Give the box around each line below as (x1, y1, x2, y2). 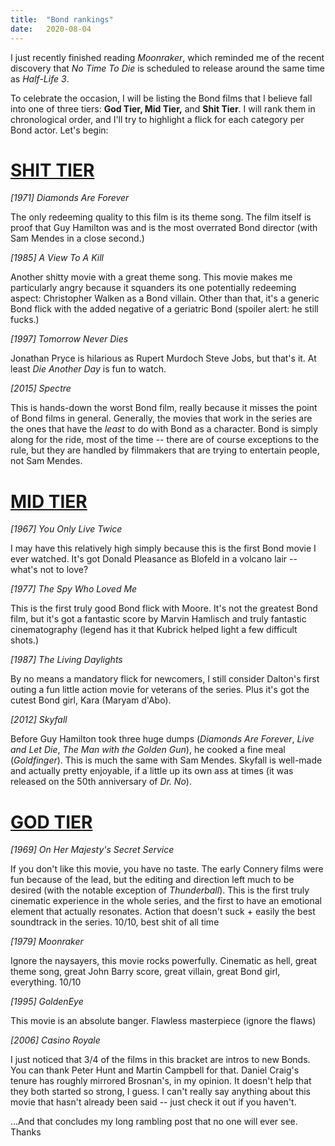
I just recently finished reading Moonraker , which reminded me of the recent (10, 51, 325, 63)
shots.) (10, 634, 40, 646)
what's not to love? (10, 564, 89, 576)
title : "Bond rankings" (10, 14, 114, 25)
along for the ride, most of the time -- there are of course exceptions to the (10, 434, 320, 446)
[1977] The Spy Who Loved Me (10, 583, 138, 595)
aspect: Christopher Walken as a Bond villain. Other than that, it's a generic (10, 292, 320, 305)
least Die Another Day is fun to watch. (10, 363, 167, 375)
